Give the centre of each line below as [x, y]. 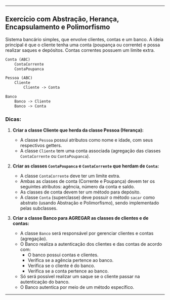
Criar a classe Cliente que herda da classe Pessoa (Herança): [78, 130]
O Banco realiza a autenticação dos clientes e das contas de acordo [91, 244]
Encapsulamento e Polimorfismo [58, 27]
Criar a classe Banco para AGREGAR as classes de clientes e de [80, 218]
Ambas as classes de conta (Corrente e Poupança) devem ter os [88, 181]
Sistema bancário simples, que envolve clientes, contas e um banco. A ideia [84, 39]
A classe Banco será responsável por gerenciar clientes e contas [87, 233]
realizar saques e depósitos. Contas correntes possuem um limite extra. [80, 50]
